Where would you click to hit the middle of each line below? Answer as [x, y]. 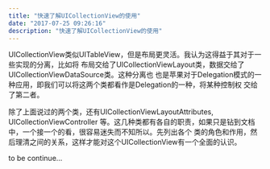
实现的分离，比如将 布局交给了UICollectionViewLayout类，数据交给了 [130, 64]
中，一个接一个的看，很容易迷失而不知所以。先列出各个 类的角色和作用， [129, 132]
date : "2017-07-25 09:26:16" [57, 23]
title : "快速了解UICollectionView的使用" [75, 16]
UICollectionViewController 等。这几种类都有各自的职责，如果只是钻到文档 [132, 122]
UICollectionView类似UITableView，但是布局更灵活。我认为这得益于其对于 [131, 55]
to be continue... [35, 159]
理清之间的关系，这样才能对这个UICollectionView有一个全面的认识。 [128, 142]
